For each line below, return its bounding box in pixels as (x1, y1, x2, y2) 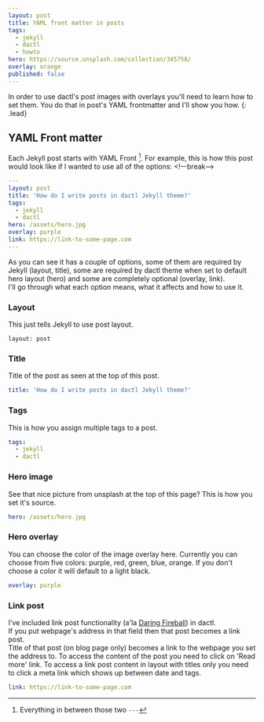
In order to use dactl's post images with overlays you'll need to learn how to (8, 91, 254, 101)
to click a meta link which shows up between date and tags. (8, 668, 202, 677)
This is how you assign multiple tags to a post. (8, 423, 158, 432)
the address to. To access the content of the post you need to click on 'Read (8, 651, 255, 661)
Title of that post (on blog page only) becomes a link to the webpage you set (8, 642, 256, 652)
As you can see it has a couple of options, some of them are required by (8, 257, 242, 266)
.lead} (8, 108, 27, 118)
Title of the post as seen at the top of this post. (8, 371, 159, 380)
